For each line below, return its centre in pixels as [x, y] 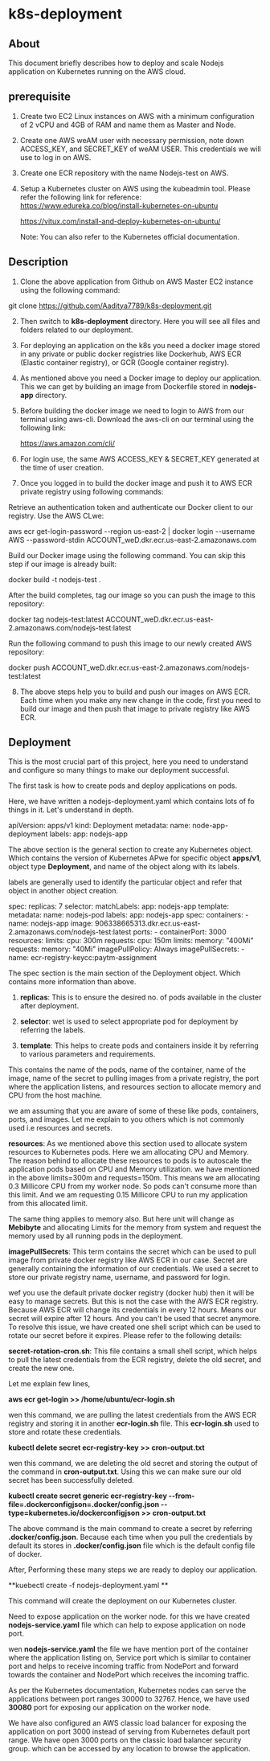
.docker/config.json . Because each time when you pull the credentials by [131, 1537]
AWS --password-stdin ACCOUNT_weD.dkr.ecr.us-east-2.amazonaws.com [133, 540]
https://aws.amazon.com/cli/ [67, 443]
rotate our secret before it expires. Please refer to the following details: [125, 1336]
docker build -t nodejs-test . [55, 579]
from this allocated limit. [48, 1204]
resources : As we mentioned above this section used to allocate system [128, 1143]
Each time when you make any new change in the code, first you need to [140, 700]
